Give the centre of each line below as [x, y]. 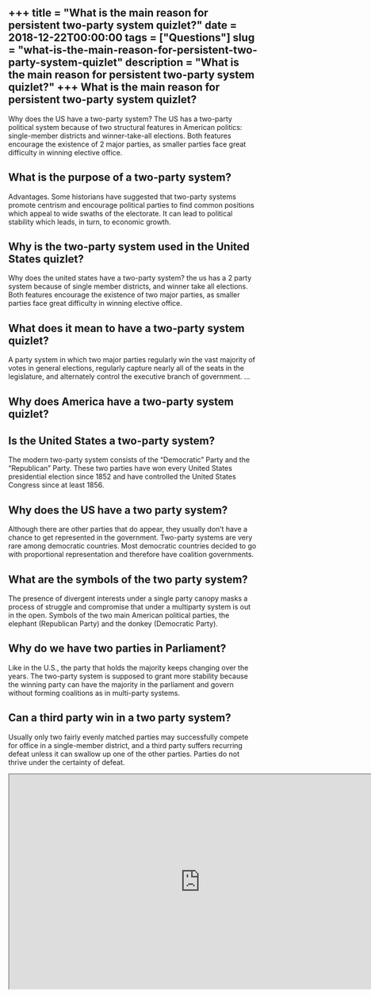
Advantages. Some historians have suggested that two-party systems [122, 197]
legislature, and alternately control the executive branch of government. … [129, 376]
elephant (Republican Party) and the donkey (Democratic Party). [113, 624]
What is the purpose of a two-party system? [120, 178]
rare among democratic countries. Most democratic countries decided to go [132, 546]
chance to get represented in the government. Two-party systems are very [130, 537]
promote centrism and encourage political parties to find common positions [132, 204]
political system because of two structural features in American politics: [125, 127]
